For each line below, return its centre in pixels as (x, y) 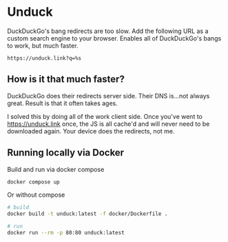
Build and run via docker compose (56, 169)
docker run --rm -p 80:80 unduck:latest (66, 233)
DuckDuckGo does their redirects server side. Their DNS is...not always (108, 96)
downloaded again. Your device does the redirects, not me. (91, 131)
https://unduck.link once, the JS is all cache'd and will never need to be (108, 124)
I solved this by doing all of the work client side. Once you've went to (105, 116)
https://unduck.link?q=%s (44, 58)
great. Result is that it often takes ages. (63, 103)
